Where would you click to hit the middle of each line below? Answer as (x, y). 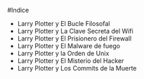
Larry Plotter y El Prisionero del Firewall (74, 38)
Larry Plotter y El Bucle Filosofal (64, 23)
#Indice (18, 10)
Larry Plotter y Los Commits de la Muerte (77, 68)
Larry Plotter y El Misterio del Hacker (71, 61)
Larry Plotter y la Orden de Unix (63, 53)
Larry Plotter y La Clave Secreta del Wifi (75, 31)
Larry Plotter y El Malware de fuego (69, 46)
